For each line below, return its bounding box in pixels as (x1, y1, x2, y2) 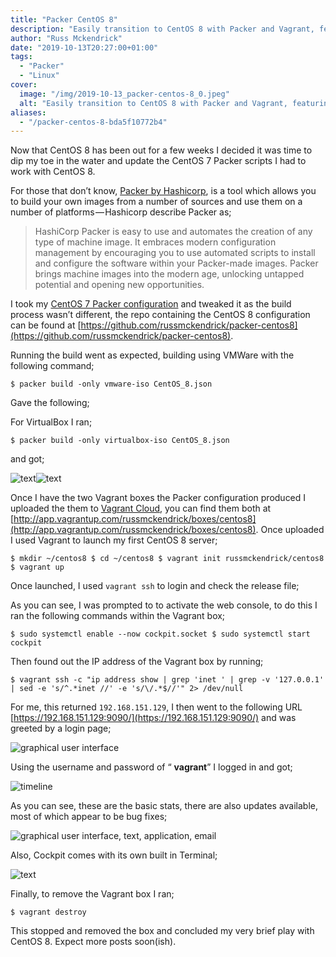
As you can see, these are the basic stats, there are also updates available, (10, 800, 319, 812)
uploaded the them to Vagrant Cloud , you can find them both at (10, 502, 272, 515)
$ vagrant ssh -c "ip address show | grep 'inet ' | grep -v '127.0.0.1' (10, 675, 325, 685)
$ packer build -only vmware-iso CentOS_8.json (10, 379, 213, 390)
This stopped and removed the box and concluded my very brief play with (10, 925, 315, 937)
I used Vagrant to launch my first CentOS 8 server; (10, 534, 218, 546)
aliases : (10, 107, 47, 118)
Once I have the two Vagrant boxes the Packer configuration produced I (10, 492, 307, 504)
